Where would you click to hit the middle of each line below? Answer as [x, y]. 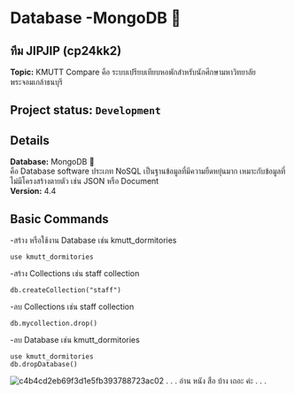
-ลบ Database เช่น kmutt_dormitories [75, 340]
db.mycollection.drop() [54, 324]
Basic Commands [59, 219]
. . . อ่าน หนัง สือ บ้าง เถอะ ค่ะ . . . [216, 381]
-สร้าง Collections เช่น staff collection [75, 274]
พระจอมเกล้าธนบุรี [36, 82]
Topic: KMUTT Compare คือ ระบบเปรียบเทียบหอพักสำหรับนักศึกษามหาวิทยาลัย [133, 72]
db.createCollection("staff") [66, 290]
